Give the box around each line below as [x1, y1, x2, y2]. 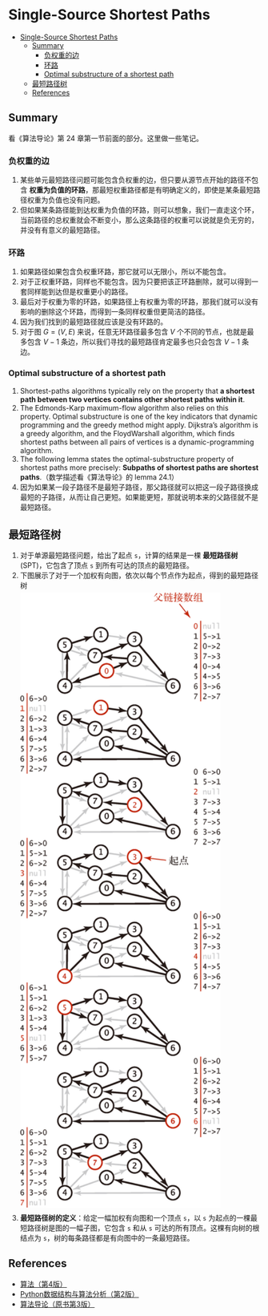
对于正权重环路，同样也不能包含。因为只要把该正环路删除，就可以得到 [19, 277, 252, 286]
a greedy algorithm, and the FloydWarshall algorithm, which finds [19, 428, 235, 438]
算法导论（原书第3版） [19, 1299, 95, 1309]
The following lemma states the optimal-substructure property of [19, 454, 234, 464]
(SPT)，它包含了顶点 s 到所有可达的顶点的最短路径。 [19, 561, 194, 570]
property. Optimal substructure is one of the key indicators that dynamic [19, 411, 258, 421]
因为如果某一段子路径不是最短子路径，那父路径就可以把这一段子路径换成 [19, 482, 258, 492]
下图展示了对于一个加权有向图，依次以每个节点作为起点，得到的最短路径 [19, 571, 258, 581]
